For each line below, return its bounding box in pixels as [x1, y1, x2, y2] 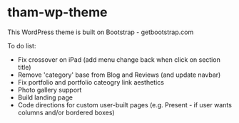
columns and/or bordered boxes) [17, 108, 116, 117]
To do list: [7, 41, 36, 50]
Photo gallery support [17, 85, 82, 94]
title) [17, 63, 31, 71]
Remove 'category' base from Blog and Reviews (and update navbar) [17, 70, 221, 79]
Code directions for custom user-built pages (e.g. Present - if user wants [17, 100, 232, 109]
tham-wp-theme [7, 4, 108, 21]
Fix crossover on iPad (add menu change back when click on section [17, 55, 221, 64]
